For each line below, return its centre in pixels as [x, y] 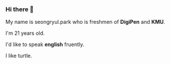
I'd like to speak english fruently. [45, 45]
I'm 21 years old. [25, 33]
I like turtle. [19, 56]
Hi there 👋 [20, 9]
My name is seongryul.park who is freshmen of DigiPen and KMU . [85, 22]
